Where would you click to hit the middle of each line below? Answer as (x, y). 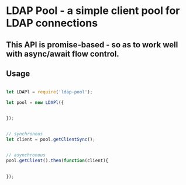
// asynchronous (26, 155)
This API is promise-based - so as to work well (92, 45)
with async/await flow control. (63, 54)
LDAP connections (52, 23)
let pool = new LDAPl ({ (35, 103)
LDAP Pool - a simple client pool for (93, 11)
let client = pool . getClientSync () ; (51, 139)
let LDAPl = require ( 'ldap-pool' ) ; (49, 92)
